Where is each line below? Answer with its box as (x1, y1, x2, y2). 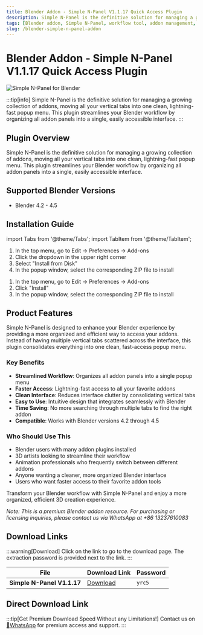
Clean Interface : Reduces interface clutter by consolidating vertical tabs (14, 391, 196, 398)
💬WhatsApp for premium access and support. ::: (6, 621, 126, 628)
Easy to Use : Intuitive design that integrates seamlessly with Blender (14, 398, 186, 405)
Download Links (6, 532, 68, 542)
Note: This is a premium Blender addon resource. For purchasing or (6, 508, 175, 515)
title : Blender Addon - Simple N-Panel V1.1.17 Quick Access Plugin (6, 8, 182, 15)
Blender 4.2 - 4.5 (14, 202, 57, 209)
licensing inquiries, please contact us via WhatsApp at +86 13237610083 (6, 514, 188, 522)
